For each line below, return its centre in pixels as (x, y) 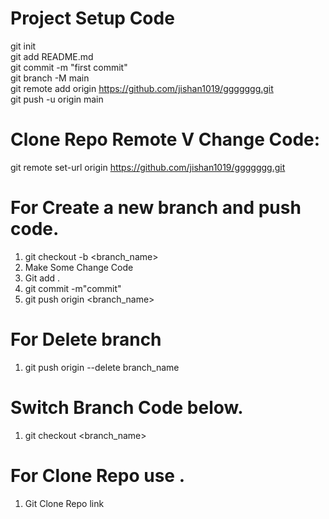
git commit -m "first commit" (69, 67)
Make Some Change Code (79, 267)
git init (23, 46)
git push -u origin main (57, 99)
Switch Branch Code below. (127, 407)
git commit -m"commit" (73, 288)
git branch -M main (50, 78)
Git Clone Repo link (64, 503)
